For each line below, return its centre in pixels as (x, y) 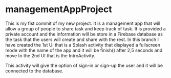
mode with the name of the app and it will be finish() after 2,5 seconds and (84, 50)
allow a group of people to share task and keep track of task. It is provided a (85, 28)
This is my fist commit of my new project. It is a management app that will (83, 23)
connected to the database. (35, 71)
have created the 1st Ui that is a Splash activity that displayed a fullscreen (83, 45)
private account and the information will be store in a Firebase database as (84, 34)
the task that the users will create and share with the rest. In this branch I (82, 40)
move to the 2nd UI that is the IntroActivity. (50, 55)
